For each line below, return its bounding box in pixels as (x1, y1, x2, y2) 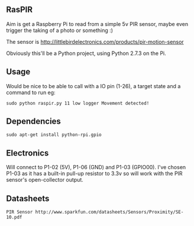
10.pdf (6, 214, 22, 221)
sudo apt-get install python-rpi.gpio (6, 132, 102, 138)
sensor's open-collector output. (6, 176, 84, 183)
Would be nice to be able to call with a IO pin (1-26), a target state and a (6, 82, 181, 89)
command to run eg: (6, 89, 56, 96)
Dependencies (6, 117, 61, 127)
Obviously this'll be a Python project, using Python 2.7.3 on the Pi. (6, 50, 167, 57)
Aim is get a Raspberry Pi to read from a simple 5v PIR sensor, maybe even (6, 20, 189, 27)
